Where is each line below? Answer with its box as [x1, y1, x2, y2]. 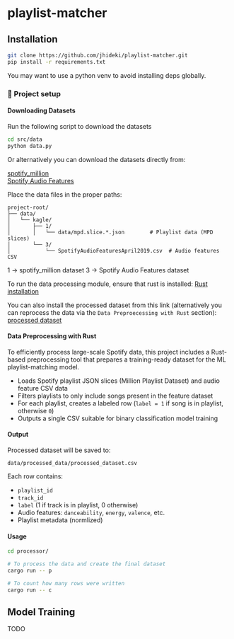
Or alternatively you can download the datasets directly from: [7, 155, 186, 163]
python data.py [7, 142, 52, 149]
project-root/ [7, 204, 49, 211]
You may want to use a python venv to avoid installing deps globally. [7, 71, 206, 79]
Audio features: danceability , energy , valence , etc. [17, 508, 165, 517]
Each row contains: [7, 472, 64, 480]
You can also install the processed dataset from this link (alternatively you [7, 301, 223, 309]
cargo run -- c [7, 586, 52, 594]
